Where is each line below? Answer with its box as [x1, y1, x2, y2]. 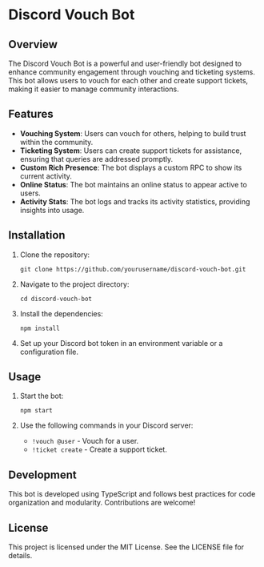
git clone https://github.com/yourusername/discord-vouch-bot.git [19, 265, 246, 273]
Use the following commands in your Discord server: [19, 420, 194, 430]
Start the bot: [19, 391, 64, 401]
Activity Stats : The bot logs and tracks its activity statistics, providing [19, 196, 250, 206]
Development [8, 468, 78, 481]
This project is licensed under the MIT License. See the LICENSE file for [8, 542, 245, 552]
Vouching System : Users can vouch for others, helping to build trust [19, 128, 246, 138]
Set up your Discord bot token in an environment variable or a [19, 338, 223, 348]
